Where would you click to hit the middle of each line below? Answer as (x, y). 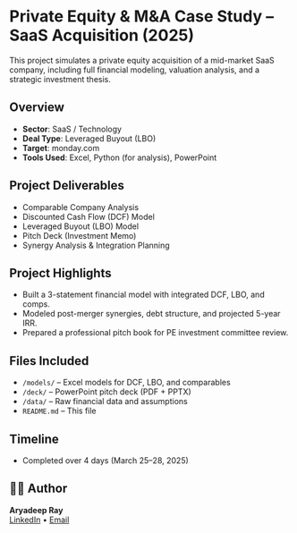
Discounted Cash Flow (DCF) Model (88, 216)
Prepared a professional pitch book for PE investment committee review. (155, 333)
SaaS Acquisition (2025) (102, 35)
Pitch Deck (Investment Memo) (79, 235)
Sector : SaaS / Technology (72, 129)
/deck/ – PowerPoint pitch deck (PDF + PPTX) (107, 392)
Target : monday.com (61, 148)
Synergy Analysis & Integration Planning (96, 245)
